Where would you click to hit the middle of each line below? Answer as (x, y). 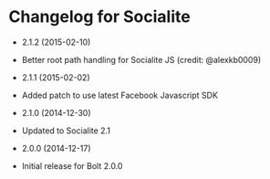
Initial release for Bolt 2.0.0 (72, 165)
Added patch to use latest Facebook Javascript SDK (119, 95)
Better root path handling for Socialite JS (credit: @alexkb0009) (141, 59)
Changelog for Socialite (99, 17)
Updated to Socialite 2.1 (66, 131)
